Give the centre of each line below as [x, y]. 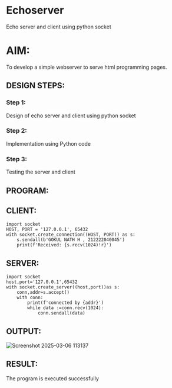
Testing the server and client [41, 172]
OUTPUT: [24, 331]
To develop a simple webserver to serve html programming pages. [87, 67]
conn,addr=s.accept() [43, 293]
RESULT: [22, 364]
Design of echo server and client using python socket [71, 116]
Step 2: [17, 131]
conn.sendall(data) [61, 313]
